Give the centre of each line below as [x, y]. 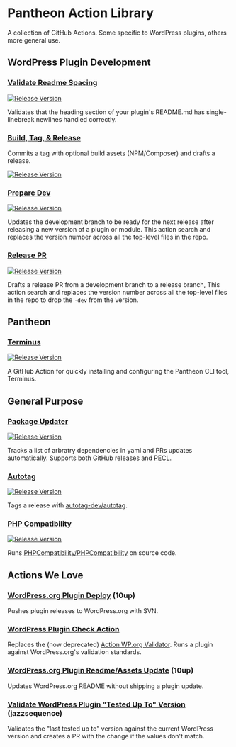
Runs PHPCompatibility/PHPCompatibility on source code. [92, 553]
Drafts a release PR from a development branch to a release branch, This [114, 284]
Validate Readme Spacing [52, 83]
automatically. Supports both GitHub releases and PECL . [90, 458]
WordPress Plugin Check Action [63, 629]
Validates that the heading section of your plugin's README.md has [106, 112]
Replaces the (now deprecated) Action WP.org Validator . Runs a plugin [110, 645]
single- [216, 112]
